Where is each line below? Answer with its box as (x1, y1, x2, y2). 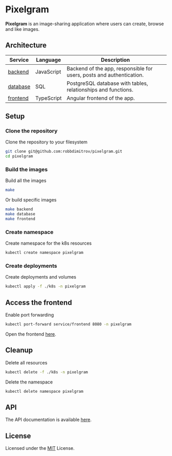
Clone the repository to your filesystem (5, 139, 88, 145)
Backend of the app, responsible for (66, 65, 153, 72)
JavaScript (35, 68, 61, 75)
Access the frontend (5, 298, 72, 307)
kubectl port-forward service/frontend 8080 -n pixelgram (5, 322, 132, 327)
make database (5, 212, 36, 217)
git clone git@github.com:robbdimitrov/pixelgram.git (5, 149, 123, 154)
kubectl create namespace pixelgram (5, 250, 83, 256)
